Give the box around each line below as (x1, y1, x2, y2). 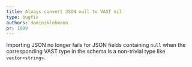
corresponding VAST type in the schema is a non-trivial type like (6, 48, 166, 55)
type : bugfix (6, 14, 39, 20)
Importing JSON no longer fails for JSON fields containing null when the (6, 42, 186, 49)
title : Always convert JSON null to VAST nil (6, 8, 122, 15)
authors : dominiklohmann (6, 20, 68, 25)
